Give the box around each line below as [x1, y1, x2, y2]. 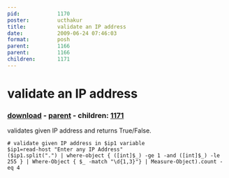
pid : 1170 [7, 10, 71, 17]
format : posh [7, 36, 71, 43]
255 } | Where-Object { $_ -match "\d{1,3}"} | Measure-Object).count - [7, 158, 223, 165]
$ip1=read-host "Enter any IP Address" [7, 146, 124, 154]
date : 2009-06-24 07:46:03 [7, 29, 117, 37]
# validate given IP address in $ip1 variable [7, 140, 145, 147]
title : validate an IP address [7, 23, 127, 30]
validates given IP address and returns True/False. [7, 126, 152, 135]
